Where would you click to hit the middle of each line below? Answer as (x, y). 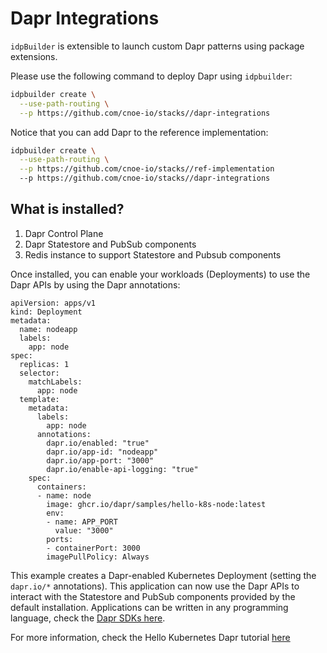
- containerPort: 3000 (93, 548)
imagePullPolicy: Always (98, 557)
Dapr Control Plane (64, 233)
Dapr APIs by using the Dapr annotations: (95, 284)
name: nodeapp (48, 329)
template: (39, 399)
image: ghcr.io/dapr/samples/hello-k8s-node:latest (156, 504)
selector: (39, 373)
